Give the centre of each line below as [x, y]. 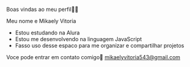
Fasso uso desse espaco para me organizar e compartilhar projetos [100, 46]
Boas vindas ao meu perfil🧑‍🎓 [42, 9]
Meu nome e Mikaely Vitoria [41, 21]
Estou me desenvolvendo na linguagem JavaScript [78, 39]
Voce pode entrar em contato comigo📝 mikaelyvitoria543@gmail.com [93, 57]
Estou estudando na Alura [47, 33]
